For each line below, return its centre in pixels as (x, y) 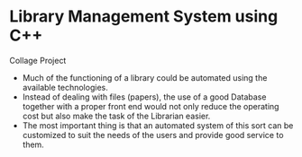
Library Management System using (144, 17)
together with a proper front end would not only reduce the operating (151, 106)
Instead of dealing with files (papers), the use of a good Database (144, 97)
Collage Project (38, 60)
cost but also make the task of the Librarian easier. (116, 116)
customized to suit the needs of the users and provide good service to (153, 135)
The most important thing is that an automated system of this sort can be (158, 125)
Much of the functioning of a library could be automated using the (145, 77)
